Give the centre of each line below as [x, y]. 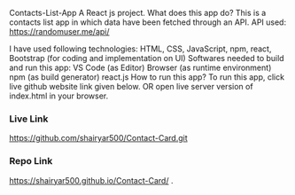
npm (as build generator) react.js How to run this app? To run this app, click [147, 77]
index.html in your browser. [59, 96]
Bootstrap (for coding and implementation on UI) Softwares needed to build [147, 58]
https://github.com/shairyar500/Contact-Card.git [98, 138]
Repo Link [31, 161]
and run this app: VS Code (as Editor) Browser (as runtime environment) [140, 67]
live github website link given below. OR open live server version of [132, 86]
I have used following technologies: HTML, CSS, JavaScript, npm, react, [140, 49]
